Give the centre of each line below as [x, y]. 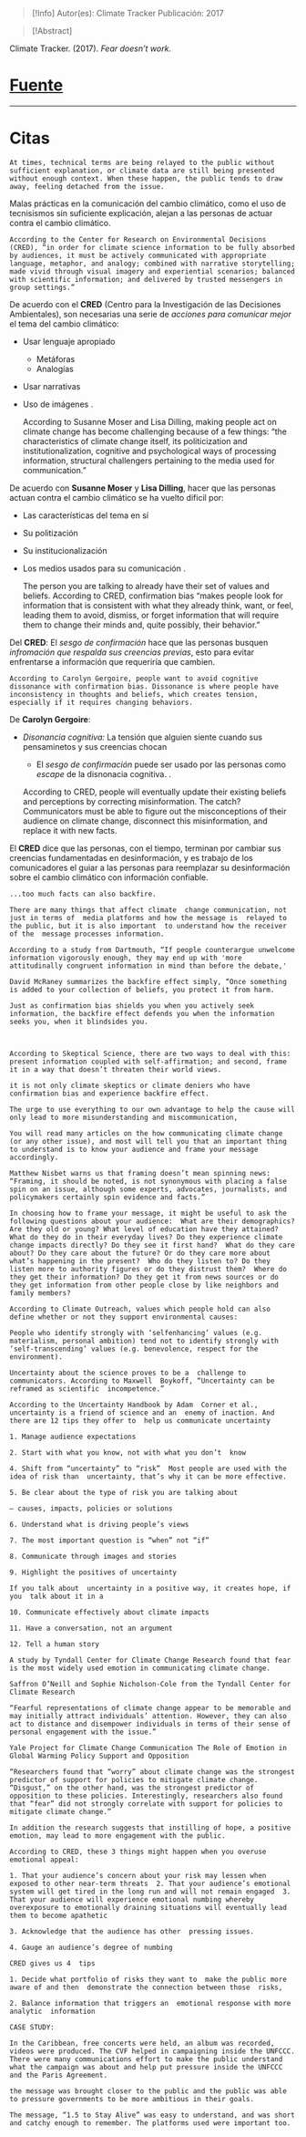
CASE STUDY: [32, 2027]
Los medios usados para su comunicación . [104, 568]
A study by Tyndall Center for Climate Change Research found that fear [150, 1660]
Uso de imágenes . [58, 404]
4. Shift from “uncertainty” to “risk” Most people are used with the [148, 1468]
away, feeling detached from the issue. [87, 186]
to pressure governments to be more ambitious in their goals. [132, 2099]
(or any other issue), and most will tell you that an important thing [148, 1141]
